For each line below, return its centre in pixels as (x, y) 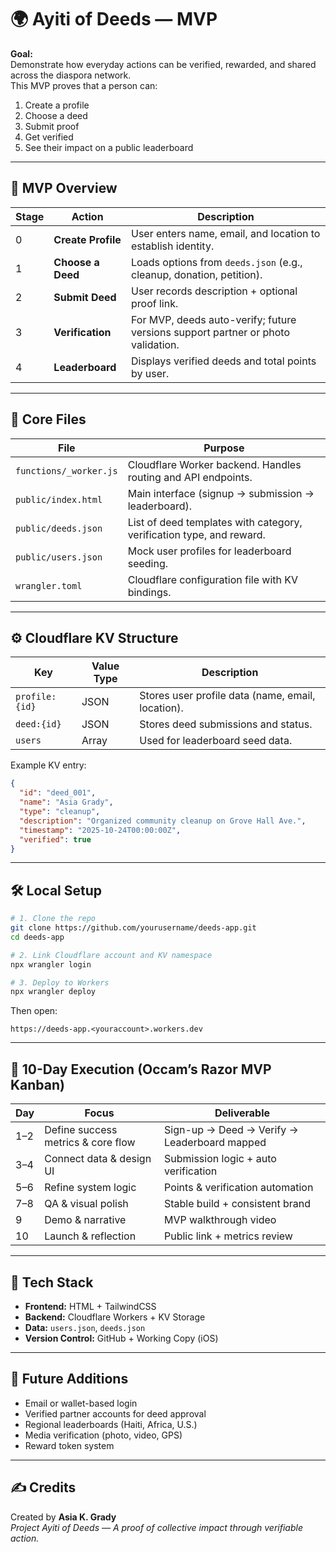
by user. (150, 373)
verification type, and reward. (196, 534)
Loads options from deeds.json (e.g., (216, 262)
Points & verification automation (239, 1188)
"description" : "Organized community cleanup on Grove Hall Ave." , (163, 821)
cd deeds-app (37, 937)
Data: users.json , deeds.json (85, 1327)
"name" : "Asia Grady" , (66, 802)
